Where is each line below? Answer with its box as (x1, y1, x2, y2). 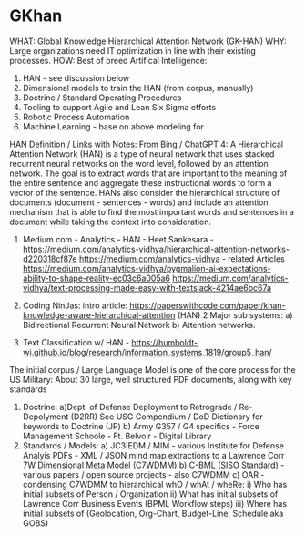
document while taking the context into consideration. (9, 216, 212, 227)
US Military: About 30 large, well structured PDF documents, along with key (9, 374, 293, 385)
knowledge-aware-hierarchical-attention (22, 309, 176, 320)
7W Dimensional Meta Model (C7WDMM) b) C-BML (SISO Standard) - (22, 459, 285, 470)
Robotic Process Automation (22, 111, 130, 122)
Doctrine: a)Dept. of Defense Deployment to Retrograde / (22, 401, 238, 412)
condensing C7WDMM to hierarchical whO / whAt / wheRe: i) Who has (22, 479, 288, 490)
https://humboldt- (131, 336, 198, 347)
